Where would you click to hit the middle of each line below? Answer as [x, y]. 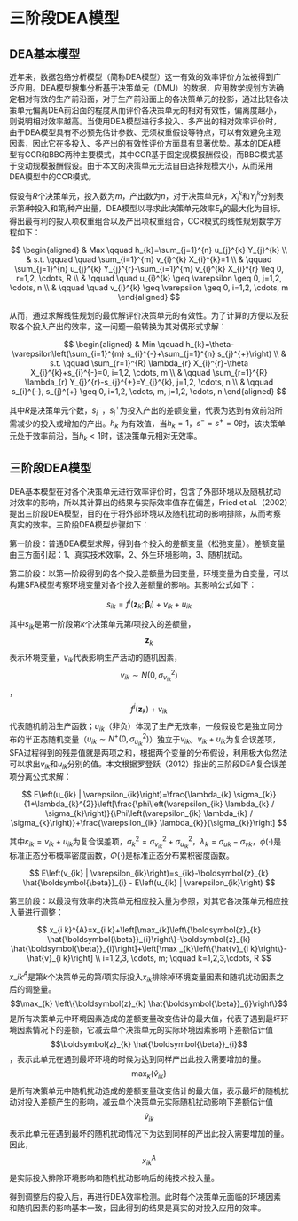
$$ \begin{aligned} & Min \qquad [124, 345]
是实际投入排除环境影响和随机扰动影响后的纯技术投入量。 [114, 1177]
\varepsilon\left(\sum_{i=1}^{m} [68, 354]
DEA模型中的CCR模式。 [52, 177]
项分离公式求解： [40, 777]
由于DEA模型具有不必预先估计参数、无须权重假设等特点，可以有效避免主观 [145, 132]
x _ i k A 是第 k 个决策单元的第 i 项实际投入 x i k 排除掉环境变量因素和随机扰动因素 [143, 977]
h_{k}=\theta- [210, 345]
